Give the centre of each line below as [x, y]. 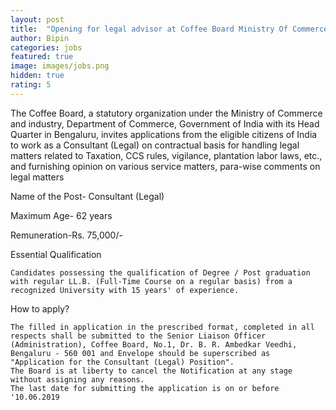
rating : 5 [31, 85]
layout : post [37, 19]
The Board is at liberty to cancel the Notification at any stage [151, 371]
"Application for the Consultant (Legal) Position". [122, 362]
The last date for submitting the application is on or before [145, 388]
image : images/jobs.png [60, 66]
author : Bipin [40, 38]
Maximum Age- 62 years [61, 215]
